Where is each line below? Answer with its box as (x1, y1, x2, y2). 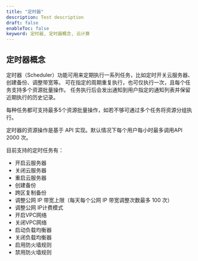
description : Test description (6, 14, 84, 20)
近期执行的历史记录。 (6, 94, 58, 101)
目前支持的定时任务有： (6, 147, 64, 154)
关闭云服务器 (14, 166, 47, 173)
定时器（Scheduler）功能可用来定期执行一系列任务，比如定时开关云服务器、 (6, 71, 194, 78)
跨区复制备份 (14, 189, 47, 196)
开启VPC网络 (14, 211, 47, 218)
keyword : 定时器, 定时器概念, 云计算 (6, 31, 90, 37)
